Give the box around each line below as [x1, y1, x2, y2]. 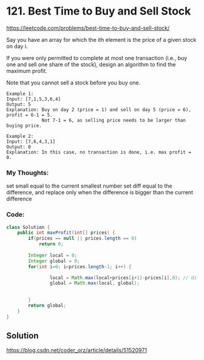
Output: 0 [6, 144, 32, 150]
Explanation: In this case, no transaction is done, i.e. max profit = [6, 149, 191, 155]
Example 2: [6, 133, 34, 139]
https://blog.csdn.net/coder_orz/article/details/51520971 [6, 347, 148, 354]
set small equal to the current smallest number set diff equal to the [6, 182, 172, 189]
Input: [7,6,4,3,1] [6, 138, 56, 144]
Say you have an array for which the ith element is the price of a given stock [6, 36, 197, 43]
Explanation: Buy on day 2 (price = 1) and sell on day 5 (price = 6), [6, 106, 191, 113]
